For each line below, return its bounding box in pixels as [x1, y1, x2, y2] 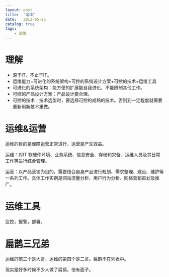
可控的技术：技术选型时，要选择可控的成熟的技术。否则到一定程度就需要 [12, 97, 162, 103]
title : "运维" [5, 12, 36, 17]
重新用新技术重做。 [12, 103, 53, 109]
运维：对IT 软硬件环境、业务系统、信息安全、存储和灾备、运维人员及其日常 [5, 151, 160, 157]
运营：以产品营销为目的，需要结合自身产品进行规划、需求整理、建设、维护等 [5, 168, 164, 174]
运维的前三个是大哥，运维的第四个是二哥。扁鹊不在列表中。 [5, 256, 129, 262]
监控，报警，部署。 [5, 218, 45, 224]
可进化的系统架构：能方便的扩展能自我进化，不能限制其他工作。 [12, 84, 145, 90]
